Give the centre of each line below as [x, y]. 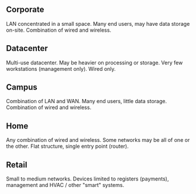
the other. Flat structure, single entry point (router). [67, 147]
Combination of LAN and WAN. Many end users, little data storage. [87, 101]
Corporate [25, 10]
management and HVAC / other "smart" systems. [65, 185]
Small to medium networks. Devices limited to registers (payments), [87, 179]
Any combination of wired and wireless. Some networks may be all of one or [98, 140]
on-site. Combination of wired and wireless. [59, 30]
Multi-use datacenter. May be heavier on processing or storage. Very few [94, 62]
